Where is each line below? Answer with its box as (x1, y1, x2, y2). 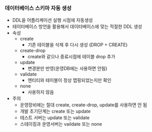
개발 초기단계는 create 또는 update (20, 108, 91, 115)
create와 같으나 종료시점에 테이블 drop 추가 (27, 54, 116, 60)
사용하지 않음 (27, 89, 54, 95)
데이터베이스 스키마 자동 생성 (5, 4, 72, 11)
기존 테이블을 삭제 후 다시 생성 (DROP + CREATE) (27, 42, 128, 48)
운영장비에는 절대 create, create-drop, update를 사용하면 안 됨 (20, 102, 147, 108)
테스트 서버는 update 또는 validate (20, 115, 90, 121)
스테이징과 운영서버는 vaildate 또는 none (20, 121, 102, 127)
